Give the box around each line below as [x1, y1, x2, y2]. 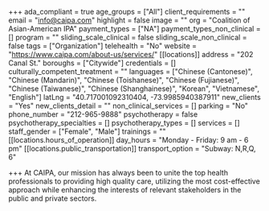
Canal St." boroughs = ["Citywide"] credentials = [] [8, 58, 177, 68]
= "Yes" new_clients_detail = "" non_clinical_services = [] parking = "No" [8, 101, 249, 110]
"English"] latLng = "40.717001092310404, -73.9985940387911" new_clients [8, 93, 261, 101]
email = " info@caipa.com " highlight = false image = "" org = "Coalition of [8, 15, 251, 25]
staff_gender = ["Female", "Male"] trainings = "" [8, 126, 166, 136]
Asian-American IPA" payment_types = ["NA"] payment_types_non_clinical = [8, 24, 261, 33]
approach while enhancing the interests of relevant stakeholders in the [8, 185, 242, 194]
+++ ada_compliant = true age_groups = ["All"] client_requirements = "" [8, 7, 246, 16]
